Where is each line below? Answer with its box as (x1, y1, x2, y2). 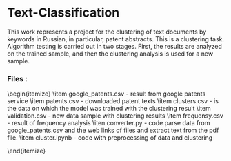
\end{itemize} (7, 147, 46, 155)
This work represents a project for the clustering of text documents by (7, 28, 207, 36)
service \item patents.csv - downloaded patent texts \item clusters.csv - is (7, 97, 219, 105)
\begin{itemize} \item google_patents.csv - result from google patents (7, 89, 206, 98)
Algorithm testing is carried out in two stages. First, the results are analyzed (7, 42, 223, 50)
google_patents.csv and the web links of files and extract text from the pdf (7, 126, 219, 135)
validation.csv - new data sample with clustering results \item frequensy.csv (7, 111, 224, 120)
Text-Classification (7, 5, 120, 21)
